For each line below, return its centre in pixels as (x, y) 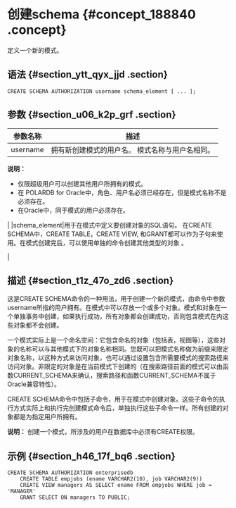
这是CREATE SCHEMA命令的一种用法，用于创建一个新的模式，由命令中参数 (116, 299)
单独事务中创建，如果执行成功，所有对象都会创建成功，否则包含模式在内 (118, 316)
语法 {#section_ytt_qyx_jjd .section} (88, 75)
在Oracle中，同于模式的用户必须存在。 (73, 210)
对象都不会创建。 (38, 326)
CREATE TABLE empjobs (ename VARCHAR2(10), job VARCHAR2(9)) (111, 479)
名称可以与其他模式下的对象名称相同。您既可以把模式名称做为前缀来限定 (124, 349)
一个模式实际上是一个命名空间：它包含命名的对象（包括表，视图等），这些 (113, 340)
